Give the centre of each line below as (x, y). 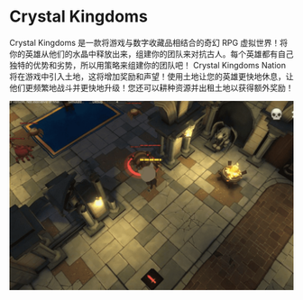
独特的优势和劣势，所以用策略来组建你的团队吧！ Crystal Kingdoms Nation (148, 65)
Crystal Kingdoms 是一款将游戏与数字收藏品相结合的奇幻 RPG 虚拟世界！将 (149, 42)
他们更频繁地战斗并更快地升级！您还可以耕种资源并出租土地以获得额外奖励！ (151, 87)
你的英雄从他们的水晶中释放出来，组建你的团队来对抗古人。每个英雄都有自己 (151, 54)
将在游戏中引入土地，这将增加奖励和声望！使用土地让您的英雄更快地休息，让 (151, 76)
